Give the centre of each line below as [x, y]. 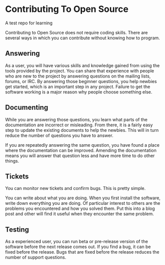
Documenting [27, 108]
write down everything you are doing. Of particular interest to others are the [83, 203]
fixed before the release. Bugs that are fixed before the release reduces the [82, 252]
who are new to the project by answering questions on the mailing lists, [78, 76]
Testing [17, 229]
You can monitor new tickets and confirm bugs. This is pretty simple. [75, 188]
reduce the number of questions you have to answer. [59, 135]
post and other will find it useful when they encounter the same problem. [80, 214]
